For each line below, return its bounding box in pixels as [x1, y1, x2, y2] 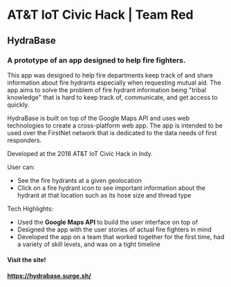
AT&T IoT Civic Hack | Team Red [7, 7, 194, 23]
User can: [7, 163, 35, 171]
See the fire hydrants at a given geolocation [17, 176, 142, 184]
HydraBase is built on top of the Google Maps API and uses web [7, 114, 190, 122]
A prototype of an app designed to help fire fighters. [7, 55, 186, 65]
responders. [7, 136, 42, 144]
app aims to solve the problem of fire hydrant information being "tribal [7, 85, 206, 94]
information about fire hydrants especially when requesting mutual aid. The [7, 78, 221, 87]
